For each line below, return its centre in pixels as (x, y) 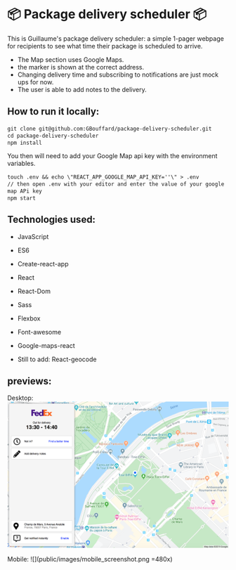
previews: (29, 381)
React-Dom (34, 291)
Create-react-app (43, 264)
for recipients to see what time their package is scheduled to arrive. (105, 46)
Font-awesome (39, 332)
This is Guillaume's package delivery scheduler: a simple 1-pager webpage (116, 38)
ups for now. (35, 82)
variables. (21, 163)
